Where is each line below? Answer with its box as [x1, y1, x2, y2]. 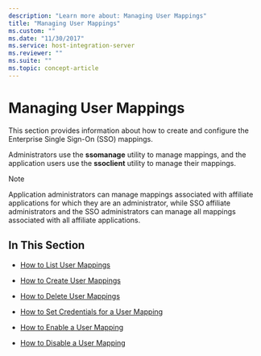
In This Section [8, 238, 85, 252]
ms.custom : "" [8, 27, 56, 35]
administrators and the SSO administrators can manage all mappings [8, 206, 236, 216]
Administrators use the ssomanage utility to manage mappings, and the [8, 150, 246, 159]
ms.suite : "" [8, 57, 52, 65]
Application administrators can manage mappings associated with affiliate [8, 189, 254, 199]
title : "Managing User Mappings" [8, 19, 121, 27]
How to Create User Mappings [19, 275, 121, 285]
